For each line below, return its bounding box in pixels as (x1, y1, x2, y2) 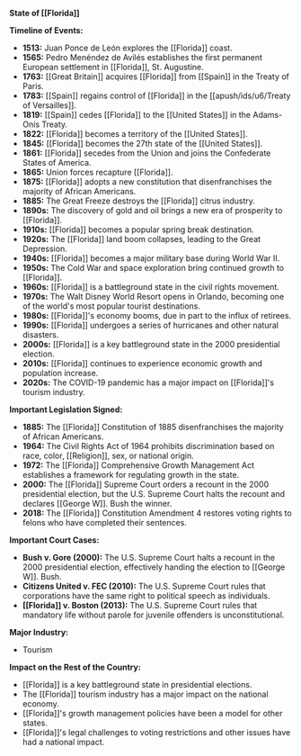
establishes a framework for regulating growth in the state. (22, 470, 240, 480)
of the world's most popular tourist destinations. (22, 301, 200, 311)
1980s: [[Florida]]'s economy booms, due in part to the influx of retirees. (22, 310, 292, 320)
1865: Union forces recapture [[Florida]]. (22, 166, 173, 177)
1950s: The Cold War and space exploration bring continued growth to (22, 263, 285, 273)
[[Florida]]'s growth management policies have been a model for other (22, 708, 283, 718)
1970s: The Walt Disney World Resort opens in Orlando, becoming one (22, 292, 285, 301)
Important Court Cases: (9, 535, 100, 545)
